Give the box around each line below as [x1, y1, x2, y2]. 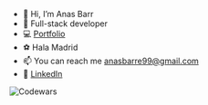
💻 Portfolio [22, 28, 66, 39]
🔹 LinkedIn [22, 69, 63, 79]
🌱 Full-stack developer [22, 18, 108, 29]
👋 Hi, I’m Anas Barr [22, 9, 94, 19]
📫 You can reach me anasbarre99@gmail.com [22, 55, 199, 66]
